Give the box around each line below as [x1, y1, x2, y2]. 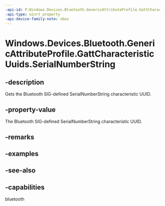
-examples [5, 149, 39, 158]
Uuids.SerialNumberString [5, 59, 116, 69]
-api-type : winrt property [5, 12, 60, 17]
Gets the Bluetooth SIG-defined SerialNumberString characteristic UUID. [5, 91, 151, 97]
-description [5, 78, 44, 86]
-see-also [5, 166, 36, 175]
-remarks [5, 133, 34, 141]
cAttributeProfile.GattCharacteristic [5, 48, 155, 59]
